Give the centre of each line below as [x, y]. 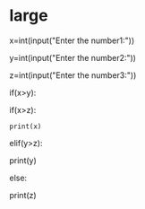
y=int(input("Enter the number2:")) [73, 57]
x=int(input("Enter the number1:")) [72, 40]
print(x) [26, 126]
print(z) [23, 195]
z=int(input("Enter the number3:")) [73, 75]
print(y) [23, 160]
